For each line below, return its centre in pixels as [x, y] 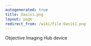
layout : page [19, 19]
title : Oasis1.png [24, 14]
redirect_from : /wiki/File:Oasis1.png [45, 24]
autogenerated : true [27, 10]
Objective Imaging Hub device [36, 38]
